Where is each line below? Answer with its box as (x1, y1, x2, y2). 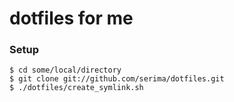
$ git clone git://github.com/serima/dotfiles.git (9, 74, 225, 84)
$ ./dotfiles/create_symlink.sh (9, 83, 144, 93)
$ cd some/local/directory (9, 65, 122, 76)
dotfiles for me (9, 7, 134, 30)
